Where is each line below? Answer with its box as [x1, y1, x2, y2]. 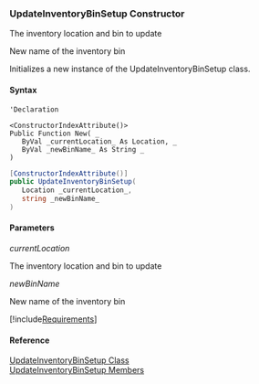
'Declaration [9, 104, 59, 114]
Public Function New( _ [9, 129, 100, 138]
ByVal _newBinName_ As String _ [21, 144, 145, 154]
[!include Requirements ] [9, 314, 98, 325]
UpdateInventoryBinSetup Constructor [9, 7, 185, 20]
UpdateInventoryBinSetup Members [9, 365, 144, 376]
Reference [9, 335, 50, 346]
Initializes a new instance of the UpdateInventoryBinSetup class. [9, 63, 251, 75]
